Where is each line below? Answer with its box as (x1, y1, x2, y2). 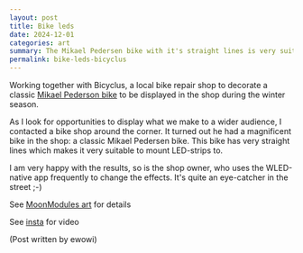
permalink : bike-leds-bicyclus (9, 55, 127, 64)
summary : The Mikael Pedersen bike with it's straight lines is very (9, 47, 277, 56)
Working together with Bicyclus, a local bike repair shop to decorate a (9, 80, 268, 90)
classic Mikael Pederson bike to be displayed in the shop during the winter (9, 89, 286, 100)
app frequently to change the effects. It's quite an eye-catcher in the (33, 172, 289, 183)
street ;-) (9, 182, 42, 192)
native (9, 172, 32, 183)
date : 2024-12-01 (9, 30, 75, 39)
